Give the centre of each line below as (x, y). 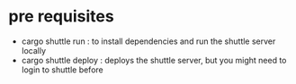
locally (34, 50)
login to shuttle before (63, 70)
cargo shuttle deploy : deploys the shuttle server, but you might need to (154, 60)
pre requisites (61, 17)
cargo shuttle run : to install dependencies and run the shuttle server (148, 41)
